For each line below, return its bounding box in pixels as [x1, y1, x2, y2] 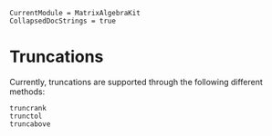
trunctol [9, 112, 43, 121]
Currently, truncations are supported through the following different [9, 76, 263, 87]
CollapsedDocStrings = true [9, 16, 117, 25]
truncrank [9, 103, 47, 112]
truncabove [9, 119, 51, 129]
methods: [9, 86, 46, 97]
